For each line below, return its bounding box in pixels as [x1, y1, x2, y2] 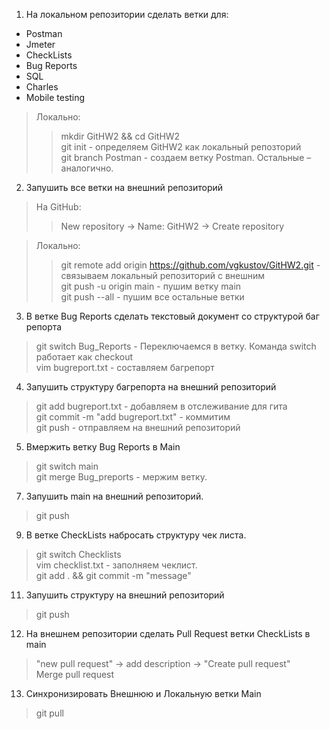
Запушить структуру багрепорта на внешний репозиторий [25, 381, 277, 393]
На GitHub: [35, 201, 82, 213]
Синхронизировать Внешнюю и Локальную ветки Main [25, 688, 262, 699]
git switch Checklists [35, 549, 122, 560]
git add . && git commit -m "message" [35, 570, 192, 581]
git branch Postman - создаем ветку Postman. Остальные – [60, 152, 312, 163]
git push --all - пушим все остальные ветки [60, 291, 245, 303]
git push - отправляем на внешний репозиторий [35, 422, 241, 433]
